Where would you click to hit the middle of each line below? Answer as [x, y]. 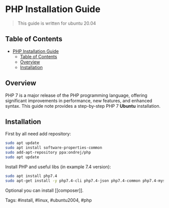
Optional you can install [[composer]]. [45, 190]
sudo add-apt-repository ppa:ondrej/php [48, 153]
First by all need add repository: [38, 134]
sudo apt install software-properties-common [54, 148]
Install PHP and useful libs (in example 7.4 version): [58, 167]
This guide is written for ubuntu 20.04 [57, 23]
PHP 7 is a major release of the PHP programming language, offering [76, 95]
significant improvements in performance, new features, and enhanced [79, 100]
